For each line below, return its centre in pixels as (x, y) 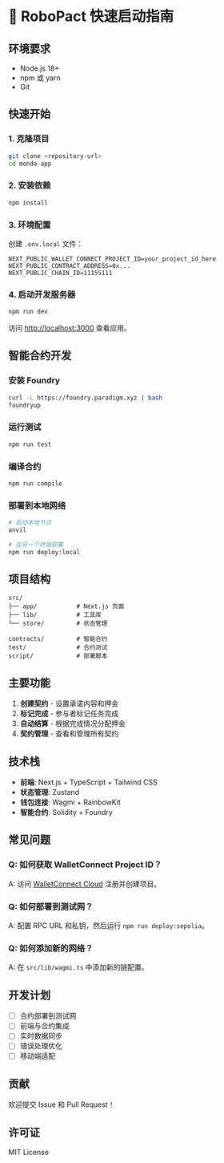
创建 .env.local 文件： (46, 243)
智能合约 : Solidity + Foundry (66, 812)
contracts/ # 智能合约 (58, 639)
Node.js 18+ (40, 68)
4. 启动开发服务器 (42, 294)
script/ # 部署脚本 (58, 656)
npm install (28, 203)
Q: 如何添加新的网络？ (51, 948)
